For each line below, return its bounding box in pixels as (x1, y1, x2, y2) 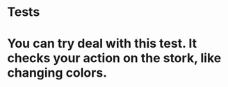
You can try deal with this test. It (7, 36, 197, 52)
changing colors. (7, 65, 108, 81)
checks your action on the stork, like (7, 50, 222, 66)
